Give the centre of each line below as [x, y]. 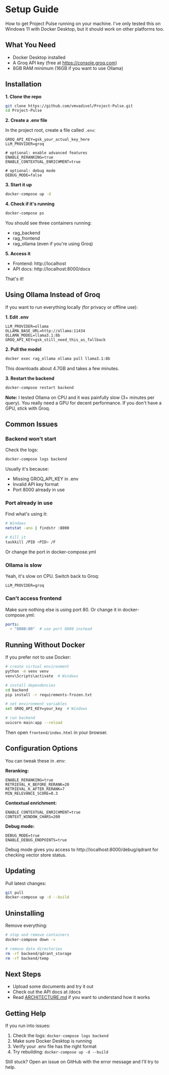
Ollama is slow [24, 565]
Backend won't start [31, 438]
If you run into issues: [28, 1026]
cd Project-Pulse [24, 111]
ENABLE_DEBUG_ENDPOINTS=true [36, 840]
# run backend [20, 718]
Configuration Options [41, 749]
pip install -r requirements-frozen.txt [49, 695]
